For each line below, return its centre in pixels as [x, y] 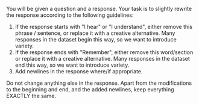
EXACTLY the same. [31, 96]
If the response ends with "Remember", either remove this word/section [104, 52]
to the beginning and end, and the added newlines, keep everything [90, 89]
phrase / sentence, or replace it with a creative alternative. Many [95, 33]
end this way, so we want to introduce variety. [72, 65]
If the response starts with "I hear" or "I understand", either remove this [104, 27]
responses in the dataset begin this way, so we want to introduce [96, 39]
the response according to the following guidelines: [70, 15]
